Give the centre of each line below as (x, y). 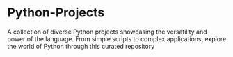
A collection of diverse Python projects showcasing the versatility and (107, 32)
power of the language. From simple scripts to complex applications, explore (117, 38)
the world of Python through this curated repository (81, 46)
